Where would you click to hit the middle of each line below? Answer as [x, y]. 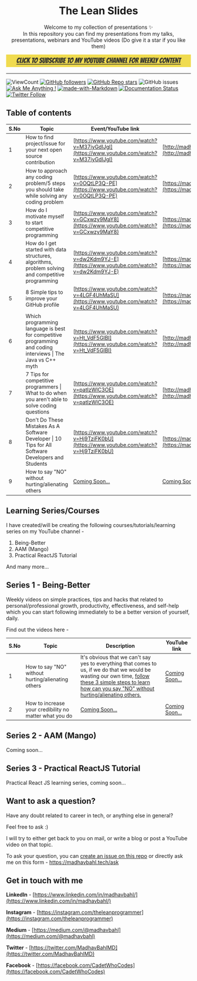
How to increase [45, 703]
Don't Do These [44, 420]
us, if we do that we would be [116, 670]
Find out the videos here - [38, 629]
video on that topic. [29, 844]
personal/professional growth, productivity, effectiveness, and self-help [93, 605]
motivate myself [45, 216]
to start [34, 223]
